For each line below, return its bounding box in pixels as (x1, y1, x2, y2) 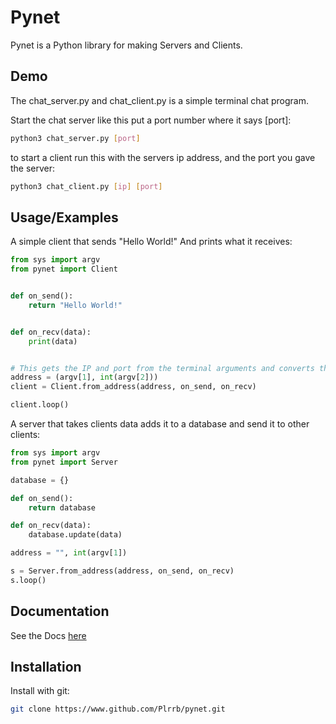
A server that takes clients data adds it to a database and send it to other (10, 418, 310, 430)
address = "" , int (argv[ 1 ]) (10, 548, 128, 558)
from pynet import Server (10, 457, 118, 467)
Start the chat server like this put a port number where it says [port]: (10, 114, 292, 126)
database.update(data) (28, 530, 123, 540)
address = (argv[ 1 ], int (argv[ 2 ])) (10, 372, 159, 383)
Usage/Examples (10, 209, 119, 226)
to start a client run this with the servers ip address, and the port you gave (10, 151, 316, 163)
